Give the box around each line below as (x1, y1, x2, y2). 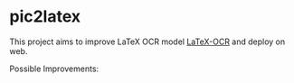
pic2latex (9, 6, 81, 27)
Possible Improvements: (9, 63, 100, 74)
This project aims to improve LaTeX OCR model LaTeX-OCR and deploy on (9, 36, 286, 47)
